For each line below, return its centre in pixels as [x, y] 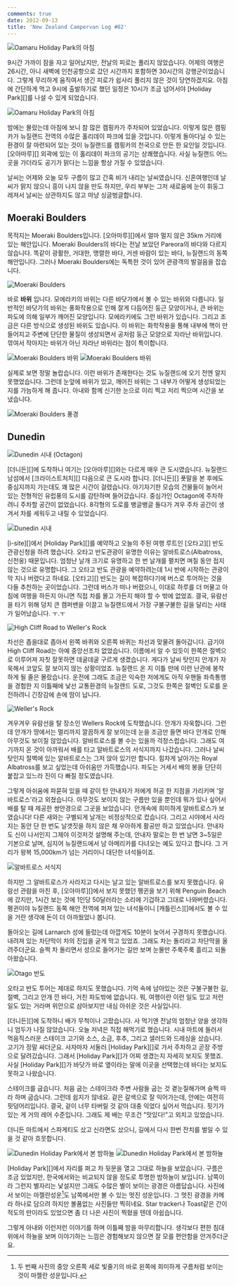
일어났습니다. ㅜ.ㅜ [40, 613]
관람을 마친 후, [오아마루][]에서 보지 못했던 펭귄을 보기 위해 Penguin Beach [123, 891]
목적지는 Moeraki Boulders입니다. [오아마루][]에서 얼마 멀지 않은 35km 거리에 [115, 235]
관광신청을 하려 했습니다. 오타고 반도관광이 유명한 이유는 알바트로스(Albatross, [115, 552]
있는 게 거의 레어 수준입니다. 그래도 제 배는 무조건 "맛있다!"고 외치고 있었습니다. [116, 1115]
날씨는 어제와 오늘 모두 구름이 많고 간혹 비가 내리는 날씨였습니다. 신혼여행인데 [113, 178]
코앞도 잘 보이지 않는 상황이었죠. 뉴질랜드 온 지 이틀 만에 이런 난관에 [118, 668]
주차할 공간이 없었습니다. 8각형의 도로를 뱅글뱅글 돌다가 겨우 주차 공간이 [119, 504]
